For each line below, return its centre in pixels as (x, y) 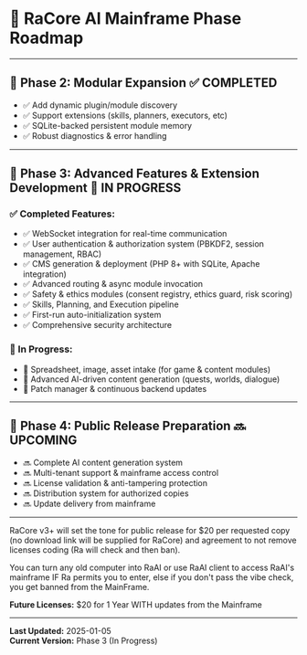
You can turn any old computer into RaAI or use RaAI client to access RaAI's (152, 567)
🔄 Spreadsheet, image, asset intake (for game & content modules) (147, 369)
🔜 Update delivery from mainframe (89, 503)
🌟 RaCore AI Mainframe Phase (126, 19)
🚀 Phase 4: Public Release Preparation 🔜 (128, 426)
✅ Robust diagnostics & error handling (95, 135)
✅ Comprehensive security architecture (97, 325)
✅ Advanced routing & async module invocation (113, 284)
